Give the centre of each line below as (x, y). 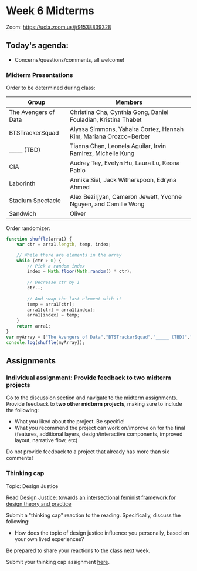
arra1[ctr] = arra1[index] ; (61, 310)
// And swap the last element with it (74, 299)
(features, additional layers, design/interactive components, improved (98, 434)
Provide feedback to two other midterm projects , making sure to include (94, 404)
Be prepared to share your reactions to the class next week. (78, 550)
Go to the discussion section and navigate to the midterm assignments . (92, 398)
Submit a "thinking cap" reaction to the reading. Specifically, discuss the (94, 515)
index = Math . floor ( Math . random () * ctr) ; (80, 272)
